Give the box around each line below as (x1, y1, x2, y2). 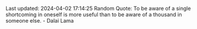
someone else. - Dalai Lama (5, 17, 74, 24)
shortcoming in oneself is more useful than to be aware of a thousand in (5, 11, 182, 18)
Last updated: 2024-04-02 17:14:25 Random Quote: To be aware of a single (5, 5, 191, 12)
